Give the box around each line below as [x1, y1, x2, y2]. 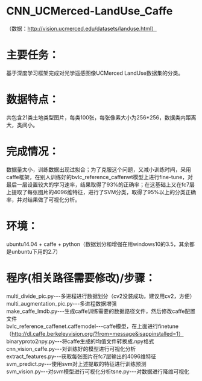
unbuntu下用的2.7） [11, 248, 62, 255]
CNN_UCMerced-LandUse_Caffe [6, 4, 173, 18]
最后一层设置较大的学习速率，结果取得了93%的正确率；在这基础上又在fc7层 [6, 181, 195, 188]
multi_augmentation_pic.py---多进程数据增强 [6, 300, 117, 307]
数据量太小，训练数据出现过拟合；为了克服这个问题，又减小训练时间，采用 [6, 166, 191, 173]
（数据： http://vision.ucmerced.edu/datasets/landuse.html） [6, 25, 157, 32]
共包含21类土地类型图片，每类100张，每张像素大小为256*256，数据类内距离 [6, 113, 197, 121]
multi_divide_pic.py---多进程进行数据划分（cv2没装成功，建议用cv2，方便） [6, 292, 195, 300]
